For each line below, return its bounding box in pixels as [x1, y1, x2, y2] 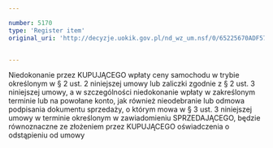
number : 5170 [8, 19, 53, 27]
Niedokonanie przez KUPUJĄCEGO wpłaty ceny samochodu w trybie [8, 70, 240, 80]
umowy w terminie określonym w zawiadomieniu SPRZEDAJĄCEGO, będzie [8, 113, 261, 123]
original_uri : [8, 34, 57, 42]
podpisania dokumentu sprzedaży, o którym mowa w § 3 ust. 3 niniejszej [8, 104, 253, 114]
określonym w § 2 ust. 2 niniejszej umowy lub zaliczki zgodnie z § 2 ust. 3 [8, 78, 256, 89]
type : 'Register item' [8, 26, 85, 35]
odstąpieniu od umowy [8, 130, 85, 140]
